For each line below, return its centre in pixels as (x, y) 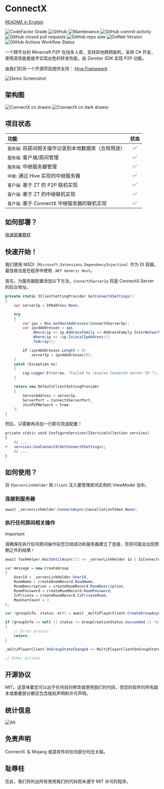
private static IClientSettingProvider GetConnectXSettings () (70, 297)
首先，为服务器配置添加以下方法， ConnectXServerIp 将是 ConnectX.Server (80, 281)
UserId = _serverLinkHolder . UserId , (51, 577)
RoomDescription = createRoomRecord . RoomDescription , (70, 586)
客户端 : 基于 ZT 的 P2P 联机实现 (43, 185)
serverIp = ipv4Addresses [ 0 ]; (62, 355)
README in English (24, 22)
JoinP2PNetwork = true (46, 405)
